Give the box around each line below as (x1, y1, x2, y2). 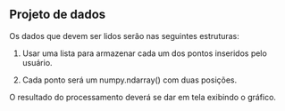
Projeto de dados (9, 7, 106, 22)
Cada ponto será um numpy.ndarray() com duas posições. (21, 75, 238, 85)
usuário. (21, 57, 53, 67)
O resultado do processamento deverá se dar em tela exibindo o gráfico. (9, 91, 277, 102)
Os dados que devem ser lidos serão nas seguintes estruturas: (9, 30, 239, 41)
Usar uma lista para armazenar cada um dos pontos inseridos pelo (21, 48, 268, 59)
